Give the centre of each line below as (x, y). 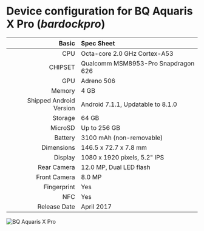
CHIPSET (62, 67)
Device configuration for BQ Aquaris (100, 11)
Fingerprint (59, 187)
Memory (63, 90)
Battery (65, 138)
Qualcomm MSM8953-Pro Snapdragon (138, 63)
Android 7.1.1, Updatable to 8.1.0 (129, 104)
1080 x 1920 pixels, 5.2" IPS (123, 157)
